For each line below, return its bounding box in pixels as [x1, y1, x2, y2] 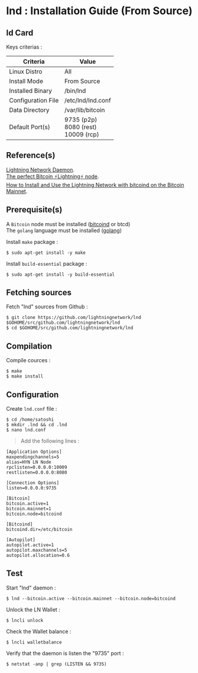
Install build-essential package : [6, 260, 87, 267]
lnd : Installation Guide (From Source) [6, 4, 193, 18]
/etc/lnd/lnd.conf [64, 96, 111, 104]
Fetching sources [6, 288, 72, 298]
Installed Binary [9, 87, 52, 95]
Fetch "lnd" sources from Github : [6, 303, 88, 310]
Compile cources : [6, 357, 51, 364]
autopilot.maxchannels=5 [6, 548, 67, 553]
